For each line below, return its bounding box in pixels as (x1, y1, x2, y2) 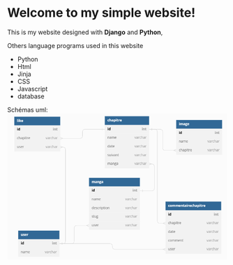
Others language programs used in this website (7, 41, 144, 50)
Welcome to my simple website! (7, 5, 196, 21)
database (17, 92, 45, 100)
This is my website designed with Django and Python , (7, 28, 163, 36)
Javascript (17, 84, 48, 93)
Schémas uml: (7, 105, 48, 114)
